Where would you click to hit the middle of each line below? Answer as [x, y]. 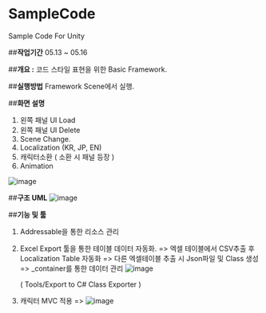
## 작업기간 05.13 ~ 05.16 [48, 52]
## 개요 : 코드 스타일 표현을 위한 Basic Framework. [88, 69]
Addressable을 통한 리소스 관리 [69, 231]
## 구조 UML [28, 198]
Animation [36, 166]
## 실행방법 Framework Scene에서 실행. [71, 86]
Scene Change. [45, 139]
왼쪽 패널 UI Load [48, 119]
